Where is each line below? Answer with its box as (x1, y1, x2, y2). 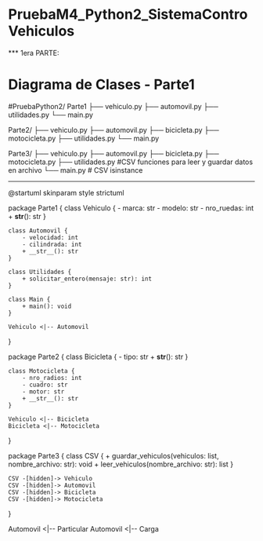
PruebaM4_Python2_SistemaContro (8, 5, 248, 24)
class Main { (8, 295, 51, 303)
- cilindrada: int (22, 240, 82, 248)
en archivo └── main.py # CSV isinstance (8, 165, 143, 174)
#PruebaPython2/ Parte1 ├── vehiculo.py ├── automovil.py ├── (8, 101, 219, 111)
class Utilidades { (8, 268, 72, 276)
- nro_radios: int (22, 374, 82, 382)
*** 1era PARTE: (8, 48, 59, 57)
